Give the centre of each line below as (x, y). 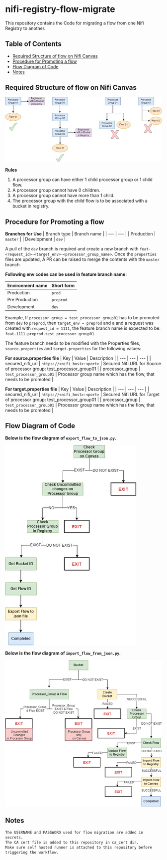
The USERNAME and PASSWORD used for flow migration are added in (74, 833)
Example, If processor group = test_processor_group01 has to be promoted (83, 318)
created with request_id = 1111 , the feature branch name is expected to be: (83, 328)
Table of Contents (34, 44)
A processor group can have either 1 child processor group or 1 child (82, 180)
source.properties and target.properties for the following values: (73, 349)
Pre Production (23, 300)
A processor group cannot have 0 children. (56, 190)
